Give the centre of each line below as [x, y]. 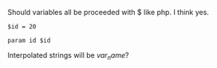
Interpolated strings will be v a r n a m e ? [68, 56]
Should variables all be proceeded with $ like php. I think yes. [108, 12]
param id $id [29, 40]
